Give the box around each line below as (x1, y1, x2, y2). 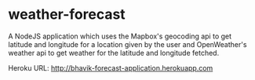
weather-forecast (8, 5, 126, 24)
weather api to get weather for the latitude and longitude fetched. (8, 48, 220, 57)
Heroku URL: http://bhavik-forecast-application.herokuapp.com (8, 63, 213, 72)
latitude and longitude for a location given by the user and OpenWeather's (8, 39, 247, 49)
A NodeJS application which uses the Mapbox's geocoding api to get (8, 31, 232, 41)
